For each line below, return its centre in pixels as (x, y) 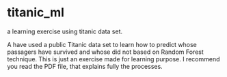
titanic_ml (36, 13)
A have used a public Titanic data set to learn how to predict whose (102, 44)
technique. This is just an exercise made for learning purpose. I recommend (113, 59)
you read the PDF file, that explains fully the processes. (85, 66)
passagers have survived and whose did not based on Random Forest (105, 52)
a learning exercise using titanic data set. (65, 31)
